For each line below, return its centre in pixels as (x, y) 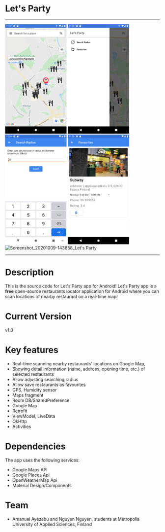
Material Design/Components (42, 485)
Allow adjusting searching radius (45, 379)
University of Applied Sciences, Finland (52, 524)
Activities (22, 426)
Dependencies (35, 446)
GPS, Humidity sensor (34, 390)
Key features (32, 350)
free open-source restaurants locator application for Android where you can (82, 291)
